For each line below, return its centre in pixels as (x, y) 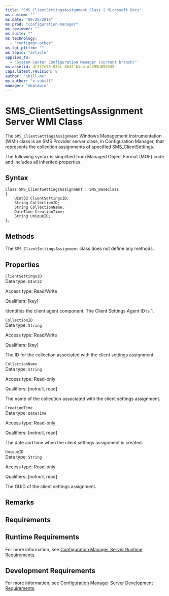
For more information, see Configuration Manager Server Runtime (74, 549)
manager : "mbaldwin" (27, 86)
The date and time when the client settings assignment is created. (74, 443)
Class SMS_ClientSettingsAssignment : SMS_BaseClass (62, 190)
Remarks (20, 503)
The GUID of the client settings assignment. (51, 486)
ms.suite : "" (19, 34)
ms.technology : (21, 39)
